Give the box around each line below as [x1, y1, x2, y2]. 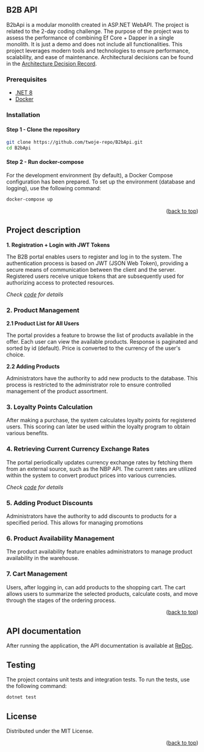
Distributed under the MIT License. [6, 727, 94, 734]
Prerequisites [6, 75, 47, 83]
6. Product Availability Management [6, 534, 114, 542]
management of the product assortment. [6, 388, 108, 395]
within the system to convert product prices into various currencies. [6, 472, 177, 479]
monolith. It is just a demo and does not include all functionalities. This [6, 40, 183, 48]
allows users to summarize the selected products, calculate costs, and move [6, 590, 198, 597]
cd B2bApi [6, 145, 32, 151]
